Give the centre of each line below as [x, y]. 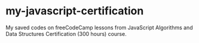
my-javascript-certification [75, 11]
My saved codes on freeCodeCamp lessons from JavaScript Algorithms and [99, 27]
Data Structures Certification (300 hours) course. [66, 33]
